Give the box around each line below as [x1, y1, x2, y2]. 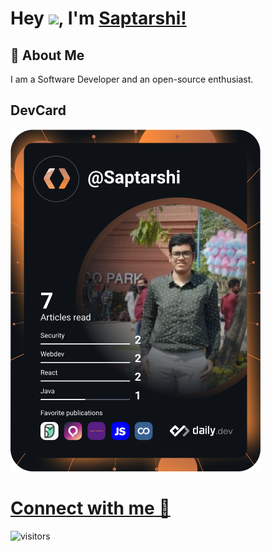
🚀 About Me [10, 47, 85, 64]
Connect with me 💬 [10, 497, 171, 519]
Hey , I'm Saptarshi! [10, 7, 187, 30]
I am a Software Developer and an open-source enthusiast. [10, 73, 254, 85]
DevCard [10, 102, 67, 119]
